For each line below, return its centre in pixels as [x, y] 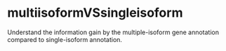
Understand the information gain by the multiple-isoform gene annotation [113, 32]
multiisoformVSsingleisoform [95, 13]
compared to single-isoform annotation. [65, 39]
